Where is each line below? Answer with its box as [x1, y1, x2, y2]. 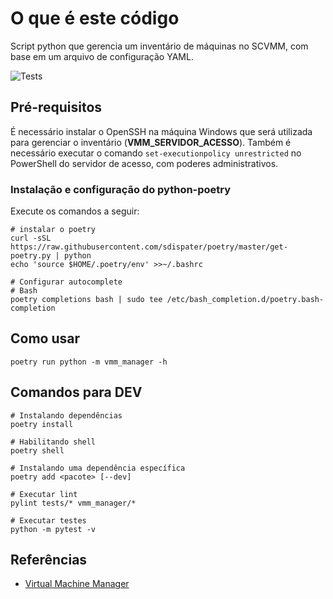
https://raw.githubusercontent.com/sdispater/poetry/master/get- [10, 242, 288, 252]
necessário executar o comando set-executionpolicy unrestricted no [10, 147, 302, 159]
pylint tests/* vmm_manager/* [10, 498, 137, 508]
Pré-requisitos [10, 99, 103, 116]
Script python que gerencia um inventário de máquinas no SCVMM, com [10, 40, 309, 52]
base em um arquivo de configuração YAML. [10, 50, 194, 62]
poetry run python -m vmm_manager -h [10, 357, 168, 367]
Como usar [10, 330, 81, 347]
